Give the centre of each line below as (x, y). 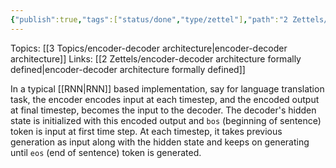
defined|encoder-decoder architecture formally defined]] (128, 69)
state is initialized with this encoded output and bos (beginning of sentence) (166, 120)
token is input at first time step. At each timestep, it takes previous (146, 131)
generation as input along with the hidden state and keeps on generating (160, 142)
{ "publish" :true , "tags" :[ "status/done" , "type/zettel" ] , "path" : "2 (149, 19)
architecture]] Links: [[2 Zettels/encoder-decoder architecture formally (156, 58)
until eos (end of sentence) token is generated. (106, 152)
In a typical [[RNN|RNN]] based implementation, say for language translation (167, 88)
